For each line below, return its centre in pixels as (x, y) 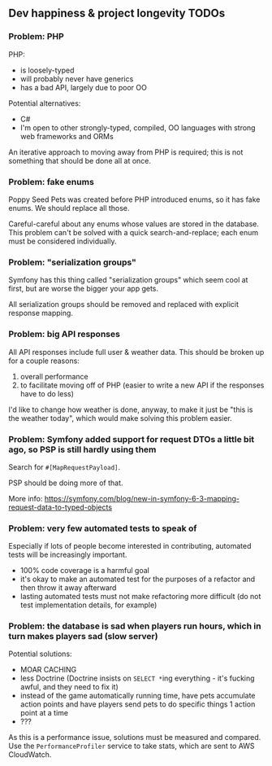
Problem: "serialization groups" (72, 262)
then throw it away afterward (68, 588)
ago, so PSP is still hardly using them (82, 449)
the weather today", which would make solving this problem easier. (121, 418)
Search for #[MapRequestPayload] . (65, 466)
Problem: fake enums (52, 182)
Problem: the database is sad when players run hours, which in (135, 626)
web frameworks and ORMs (67, 136)
